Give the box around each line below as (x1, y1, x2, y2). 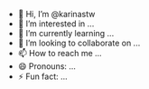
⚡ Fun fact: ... (17, 71, 68, 82)
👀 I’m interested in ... (17, 18, 95, 29)
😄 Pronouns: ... (17, 61, 77, 72)
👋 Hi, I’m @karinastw (17, 9, 96, 19)
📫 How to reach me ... (17, 48, 102, 58)
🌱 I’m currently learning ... (17, 28, 115, 38)
